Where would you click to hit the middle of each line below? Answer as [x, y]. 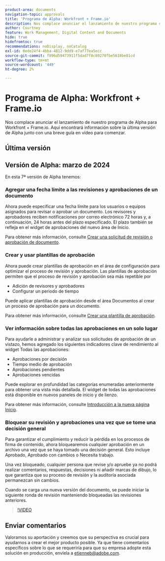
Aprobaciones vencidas [36, 375]
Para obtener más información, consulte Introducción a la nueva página [77, 405]
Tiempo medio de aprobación [42, 364]
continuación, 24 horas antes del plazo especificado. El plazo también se [79, 222]
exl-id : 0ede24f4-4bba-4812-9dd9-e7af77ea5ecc [54, 51]
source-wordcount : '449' [30, 65]
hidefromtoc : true [24, 42]
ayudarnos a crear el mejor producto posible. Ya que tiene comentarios [77, 543]
